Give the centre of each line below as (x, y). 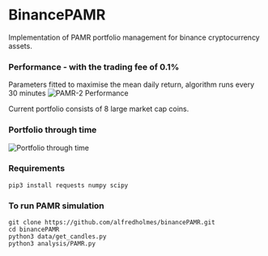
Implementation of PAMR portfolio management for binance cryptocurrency (134, 37)
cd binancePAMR (34, 230)
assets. (20, 45)
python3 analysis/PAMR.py (52, 244)
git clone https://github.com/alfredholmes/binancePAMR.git (112, 223)
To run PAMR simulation (57, 206)
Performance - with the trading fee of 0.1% (94, 66)
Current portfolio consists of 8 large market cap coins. (99, 109)
